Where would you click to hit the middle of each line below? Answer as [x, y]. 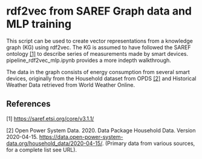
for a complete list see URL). [42, 149]
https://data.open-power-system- [81, 137]
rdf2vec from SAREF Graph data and [99, 11]
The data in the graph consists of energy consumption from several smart [98, 72]
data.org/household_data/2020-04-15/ [54, 143]
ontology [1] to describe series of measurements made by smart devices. [97, 53]
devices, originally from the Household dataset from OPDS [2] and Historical [101, 78]
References [28, 104]
